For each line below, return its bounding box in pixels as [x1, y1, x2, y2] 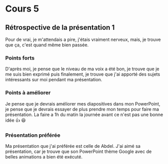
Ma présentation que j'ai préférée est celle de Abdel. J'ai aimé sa [5, 143, 141, 149]
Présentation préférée [5, 132, 61, 139]
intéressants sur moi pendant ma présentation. [5, 77, 103, 83]
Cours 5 [5, 3, 39, 15]
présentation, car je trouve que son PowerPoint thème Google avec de [5, 148, 152, 154]
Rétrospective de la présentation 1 [5, 23, 115, 32]
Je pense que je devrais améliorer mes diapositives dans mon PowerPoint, [5, 100, 160, 106]
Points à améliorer [5, 89, 51, 96]
